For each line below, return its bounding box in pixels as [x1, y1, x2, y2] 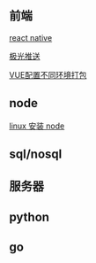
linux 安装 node [9, 120, 65, 131]
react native [9, 32, 53, 43]
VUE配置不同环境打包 [9, 69, 87, 80]
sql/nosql [9, 147, 63, 162]
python [9, 209, 50, 224]
